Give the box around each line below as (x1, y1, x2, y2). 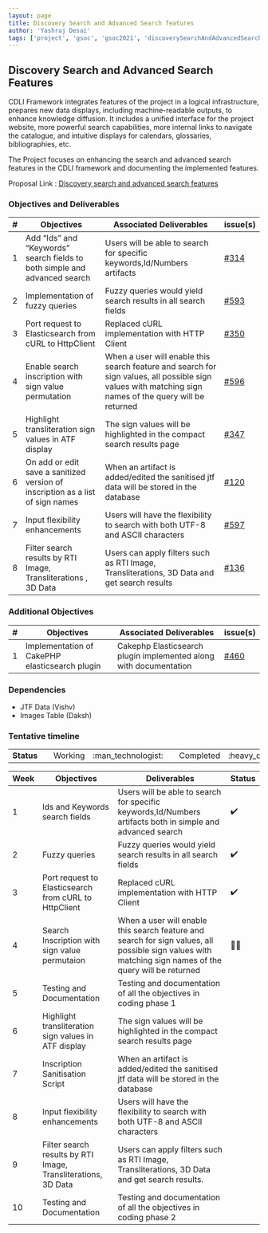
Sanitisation (42, 1069, 86, 1080)
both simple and (25, 262, 86, 273)
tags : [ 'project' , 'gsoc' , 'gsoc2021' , (8, 33, 141, 42)
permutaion (42, 955, 86, 966)
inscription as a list (25, 487, 96, 498)
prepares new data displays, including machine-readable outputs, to (8, 105, 233, 116)
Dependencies (8, 684, 66, 695)
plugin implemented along (116, 650, 215, 662)
